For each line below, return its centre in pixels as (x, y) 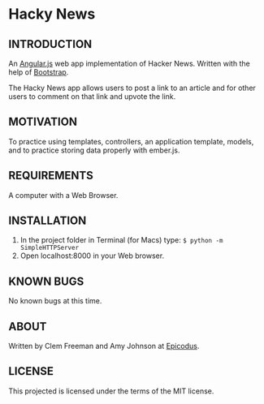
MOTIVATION (43, 122)
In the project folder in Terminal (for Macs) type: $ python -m (121, 240)
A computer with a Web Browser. (63, 195)
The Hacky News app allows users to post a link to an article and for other (132, 88)
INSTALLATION (48, 221)
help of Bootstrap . (39, 72)
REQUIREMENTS (51, 176)
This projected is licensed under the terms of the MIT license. (111, 391)
